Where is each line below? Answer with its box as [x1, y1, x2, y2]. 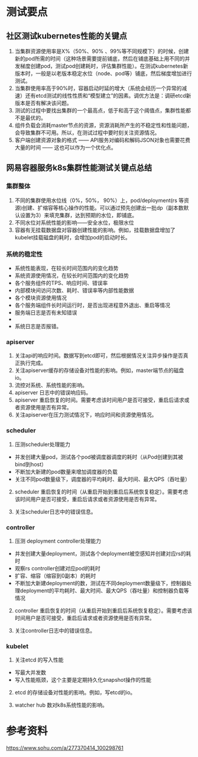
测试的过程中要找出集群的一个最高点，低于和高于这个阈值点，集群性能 [14, 107, 186, 114]
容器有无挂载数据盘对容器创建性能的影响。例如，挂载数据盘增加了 [14, 226, 176, 233]
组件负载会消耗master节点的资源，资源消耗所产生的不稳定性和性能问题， [14, 122, 193, 129]
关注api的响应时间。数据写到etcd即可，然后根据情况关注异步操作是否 [14, 352, 183, 359]
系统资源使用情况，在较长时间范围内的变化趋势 [14, 272, 129, 279]
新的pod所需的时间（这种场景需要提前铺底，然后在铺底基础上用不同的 [14, 55, 185, 62]
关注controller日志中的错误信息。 [14, 627, 96, 634]
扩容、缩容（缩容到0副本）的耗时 [14, 572, 96, 579]
